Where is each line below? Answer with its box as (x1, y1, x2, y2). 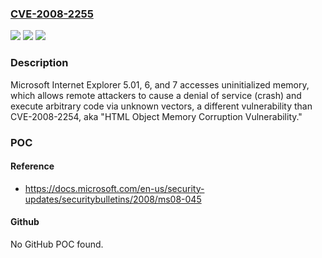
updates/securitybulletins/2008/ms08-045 (24, 193, 202, 205)
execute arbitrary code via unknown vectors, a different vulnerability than (10, 100, 313, 112)
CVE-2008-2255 (10, 7, 94, 21)
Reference (10, 160, 55, 172)
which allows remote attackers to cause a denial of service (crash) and (10, 89, 302, 101)
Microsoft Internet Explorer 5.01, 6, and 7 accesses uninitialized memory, (10, 78, 310, 91)
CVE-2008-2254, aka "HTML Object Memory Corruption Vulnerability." (10, 110, 303, 122)
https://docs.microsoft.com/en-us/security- (24, 182, 205, 194)
